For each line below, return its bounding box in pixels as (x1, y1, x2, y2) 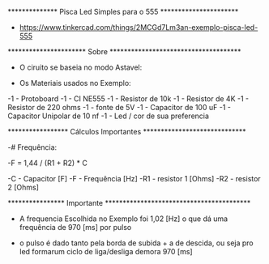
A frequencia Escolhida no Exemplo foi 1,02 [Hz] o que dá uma (19, 214, 228, 224)
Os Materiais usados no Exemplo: (19, 79, 131, 87)
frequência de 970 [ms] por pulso (19, 223, 132, 232)
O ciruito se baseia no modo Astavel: (19, 62, 143, 72)
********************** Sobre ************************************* (7, 47, 241, 56)
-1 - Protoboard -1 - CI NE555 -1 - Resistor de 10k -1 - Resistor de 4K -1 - (7, 94, 250, 104)
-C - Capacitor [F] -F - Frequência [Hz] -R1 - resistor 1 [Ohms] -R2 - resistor (7, 174, 261, 183)
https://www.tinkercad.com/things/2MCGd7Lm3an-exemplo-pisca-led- (19, 23, 258, 32)
